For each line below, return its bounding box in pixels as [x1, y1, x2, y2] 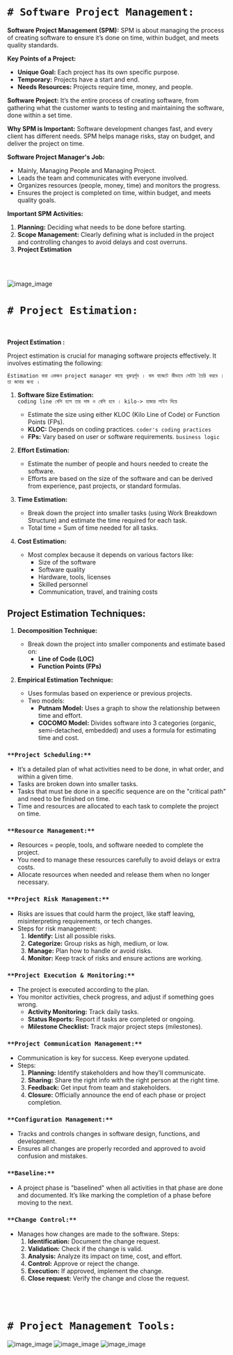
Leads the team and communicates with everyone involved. [17, 174, 188, 182]
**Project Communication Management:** [7, 1039, 143, 1048]
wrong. [17, 1000, 38, 1009]
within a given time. [17, 772, 74, 781]
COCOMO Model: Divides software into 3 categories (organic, [38, 719, 216, 727]
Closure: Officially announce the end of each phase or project [27, 1091, 207, 1099]
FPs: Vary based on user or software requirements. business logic [27, 432, 220, 441]
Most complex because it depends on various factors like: [27, 550, 194, 559]
